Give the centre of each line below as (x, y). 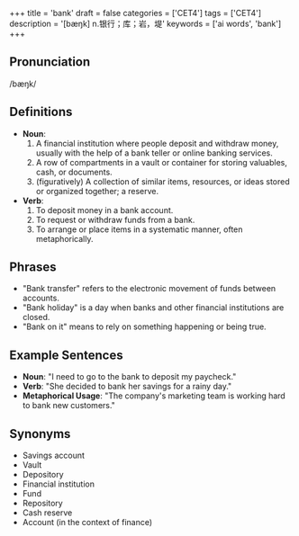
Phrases (33, 268)
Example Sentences (66, 355)
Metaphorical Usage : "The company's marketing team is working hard (154, 396)
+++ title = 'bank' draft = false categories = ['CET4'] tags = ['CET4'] (136, 13)
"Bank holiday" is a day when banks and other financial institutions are (153, 308)
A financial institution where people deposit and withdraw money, (157, 143)
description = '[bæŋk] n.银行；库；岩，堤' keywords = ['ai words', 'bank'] (145, 23)
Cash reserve (47, 513)
